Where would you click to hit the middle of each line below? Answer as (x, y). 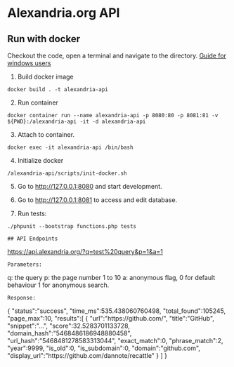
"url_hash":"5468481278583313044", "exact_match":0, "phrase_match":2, (115, 341)
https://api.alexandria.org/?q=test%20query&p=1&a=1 (85, 252)
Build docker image (45, 76)
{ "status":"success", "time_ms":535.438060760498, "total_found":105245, (117, 311)
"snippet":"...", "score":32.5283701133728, (69, 326)
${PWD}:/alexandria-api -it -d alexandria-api (77, 121)
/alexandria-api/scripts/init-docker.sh (67, 173)
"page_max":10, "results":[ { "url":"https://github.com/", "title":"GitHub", (111, 318)
